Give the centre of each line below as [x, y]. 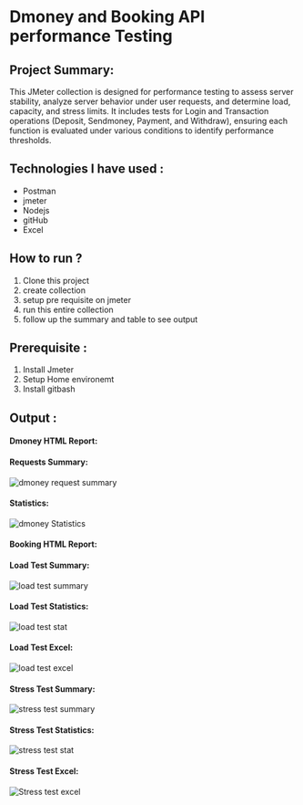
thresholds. [30, 140]
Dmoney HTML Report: [54, 441]
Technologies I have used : [87, 169]
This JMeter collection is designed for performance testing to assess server [151, 92]
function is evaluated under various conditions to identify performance [142, 131]
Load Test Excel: [41, 648]
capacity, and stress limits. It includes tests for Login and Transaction [139, 111]
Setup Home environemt [68, 380]
